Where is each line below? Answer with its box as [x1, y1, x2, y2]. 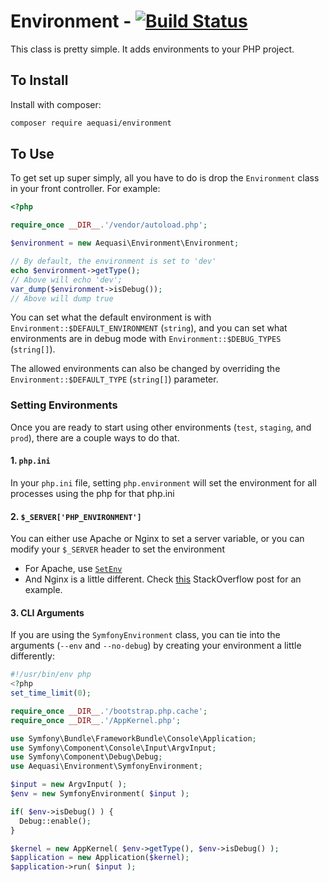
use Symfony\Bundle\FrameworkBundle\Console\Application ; [10, 733, 257, 744]
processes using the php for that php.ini [10, 487, 175, 499]
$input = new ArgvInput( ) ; [10, 780, 128, 790]
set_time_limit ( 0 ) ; [10, 688, 92, 699]
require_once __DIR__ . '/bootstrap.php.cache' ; [10, 706, 208, 716]
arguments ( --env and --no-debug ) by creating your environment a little [10, 640, 302, 652]
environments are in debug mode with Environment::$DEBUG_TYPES [10, 333, 282, 345]
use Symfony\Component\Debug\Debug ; [10, 752, 163, 762]
